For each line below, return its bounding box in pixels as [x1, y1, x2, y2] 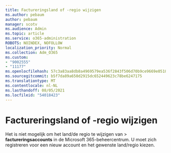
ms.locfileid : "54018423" [5, 93, 60, 98]
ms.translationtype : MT [5, 78, 56, 83]
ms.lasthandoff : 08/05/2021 [5, 87, 65, 93]
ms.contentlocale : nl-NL [5, 83, 58, 88]
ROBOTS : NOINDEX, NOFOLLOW [5, 41, 63, 46]
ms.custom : [5, 54, 28, 60]
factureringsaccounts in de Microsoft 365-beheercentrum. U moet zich [5, 137, 157, 143]
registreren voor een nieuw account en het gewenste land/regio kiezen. [5, 142, 155, 148]
